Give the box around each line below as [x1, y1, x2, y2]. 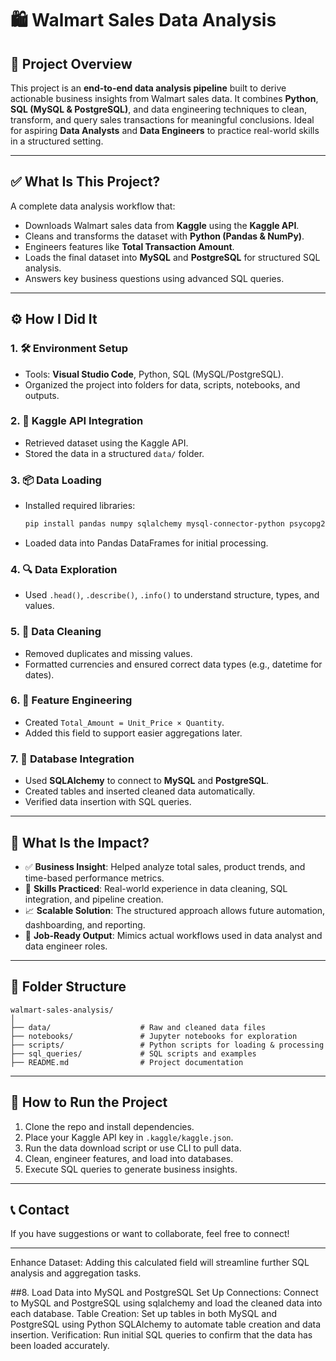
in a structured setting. [10, 135, 104, 147]
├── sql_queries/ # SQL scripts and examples [10, 1048, 257, 1059]
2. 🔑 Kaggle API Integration [10, 414, 144, 428]
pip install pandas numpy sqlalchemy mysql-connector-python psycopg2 [24, 519, 326, 529]
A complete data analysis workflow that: [10, 200, 176, 212]
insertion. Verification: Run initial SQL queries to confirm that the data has [10, 1329, 313, 1341]
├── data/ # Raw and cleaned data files [10, 1022, 267, 1032]
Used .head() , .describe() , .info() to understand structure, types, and [24, 589, 320, 601]
